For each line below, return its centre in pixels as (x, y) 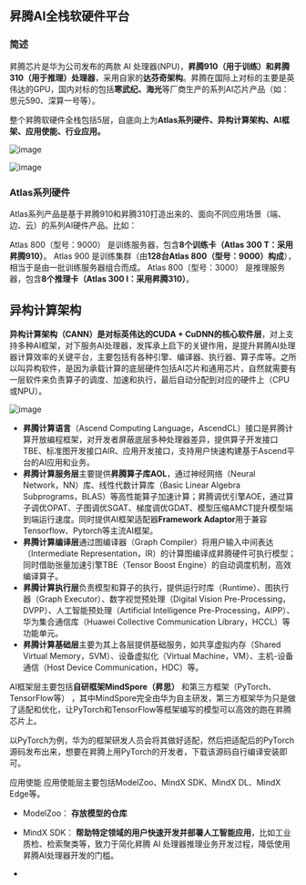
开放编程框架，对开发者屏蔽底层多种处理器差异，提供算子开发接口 (154, 439)
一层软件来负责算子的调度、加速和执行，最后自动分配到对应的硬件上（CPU (149, 379)
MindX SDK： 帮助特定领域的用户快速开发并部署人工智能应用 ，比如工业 (157, 832)
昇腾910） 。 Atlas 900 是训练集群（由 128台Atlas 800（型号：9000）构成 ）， (153, 256)
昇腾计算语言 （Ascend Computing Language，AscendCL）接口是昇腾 (154, 427)
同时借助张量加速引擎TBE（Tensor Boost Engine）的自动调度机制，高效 (157, 564)
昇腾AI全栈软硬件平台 (70, 16)
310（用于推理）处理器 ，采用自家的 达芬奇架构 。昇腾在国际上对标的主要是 (148, 77)
